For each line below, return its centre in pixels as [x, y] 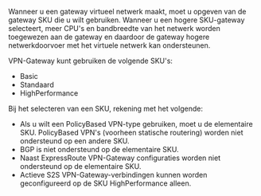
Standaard [37, 84]
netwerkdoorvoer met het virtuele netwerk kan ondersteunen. [109, 45]
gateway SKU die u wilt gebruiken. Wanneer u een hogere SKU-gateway [127, 20]
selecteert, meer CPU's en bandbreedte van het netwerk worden [115, 28]
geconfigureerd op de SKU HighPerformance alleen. [105, 183]
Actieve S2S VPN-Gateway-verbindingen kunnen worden [113, 175]
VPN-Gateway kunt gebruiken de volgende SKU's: [91, 61]
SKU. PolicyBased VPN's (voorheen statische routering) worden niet [131, 132]
